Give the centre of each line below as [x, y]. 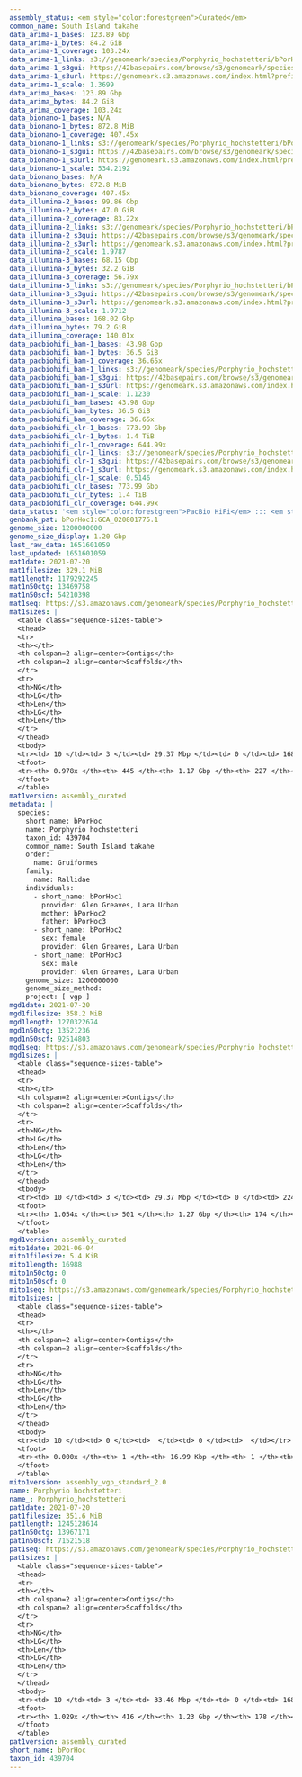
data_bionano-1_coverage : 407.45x [74, 135]
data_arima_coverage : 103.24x [66, 110]
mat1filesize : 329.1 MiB [56, 570]
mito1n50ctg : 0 [38, 1273]
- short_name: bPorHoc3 [78, 955]
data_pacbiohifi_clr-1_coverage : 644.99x [88, 445]
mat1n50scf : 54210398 [50, 595]
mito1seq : [28, 1290]
